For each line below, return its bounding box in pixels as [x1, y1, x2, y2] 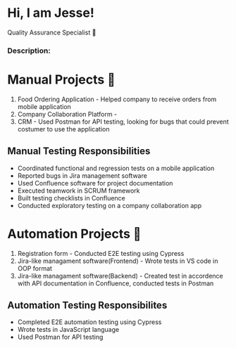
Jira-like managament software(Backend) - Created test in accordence [17, 271, 223, 280]
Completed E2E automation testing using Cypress [17, 318, 162, 326]
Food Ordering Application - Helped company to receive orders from [17, 95, 217, 103]
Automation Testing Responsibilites [7, 299, 168, 311]
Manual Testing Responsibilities [7, 146, 151, 157]
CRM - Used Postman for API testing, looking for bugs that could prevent [17, 117, 229, 126]
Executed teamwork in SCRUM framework [17, 186, 140, 195]
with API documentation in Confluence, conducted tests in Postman [17, 279, 214, 288]
